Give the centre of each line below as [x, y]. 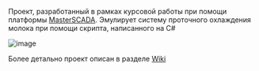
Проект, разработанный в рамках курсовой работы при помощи [118, 11]
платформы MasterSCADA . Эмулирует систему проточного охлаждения [130, 20]
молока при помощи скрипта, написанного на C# [92, 28]
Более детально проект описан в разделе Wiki [87, 59]
